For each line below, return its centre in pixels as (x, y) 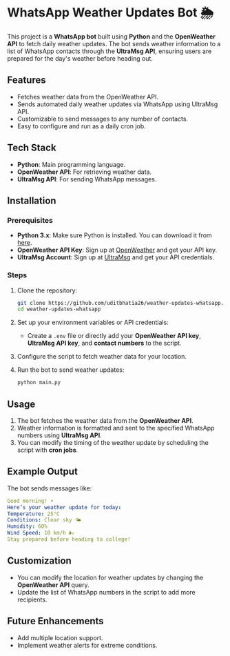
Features (27, 80)
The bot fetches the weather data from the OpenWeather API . (105, 420)
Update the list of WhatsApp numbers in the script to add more (106, 592)
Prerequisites (30, 220)
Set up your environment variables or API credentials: (93, 322)
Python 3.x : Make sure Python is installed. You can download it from (114, 235)
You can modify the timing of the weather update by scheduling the (113, 442)
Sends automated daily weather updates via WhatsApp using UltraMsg (117, 104)
